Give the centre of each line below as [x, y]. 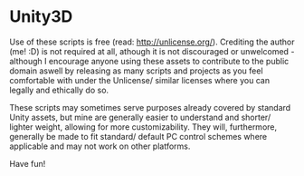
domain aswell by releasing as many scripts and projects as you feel [137, 71]
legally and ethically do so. [59, 90]
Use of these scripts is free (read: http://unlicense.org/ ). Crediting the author [152, 42]
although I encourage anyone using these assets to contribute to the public [149, 61]
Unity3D [41, 17]
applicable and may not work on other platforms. [100, 146]
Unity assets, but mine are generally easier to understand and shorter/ [140, 117]
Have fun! [28, 163]
